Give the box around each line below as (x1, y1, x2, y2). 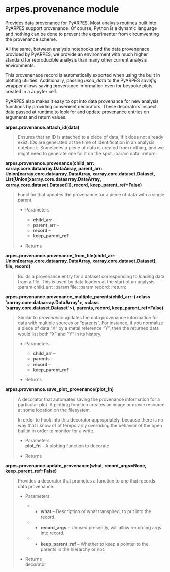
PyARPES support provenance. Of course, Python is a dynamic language (5, 25, 157, 31)
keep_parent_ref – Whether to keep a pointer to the (40, 540, 149, 547)
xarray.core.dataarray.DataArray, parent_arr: (5, 165, 103, 171)
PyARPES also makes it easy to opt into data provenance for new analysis (5, 98, 159, 104)
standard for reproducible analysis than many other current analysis (5, 56, 147, 63)
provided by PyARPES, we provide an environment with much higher (5, 51, 148, 57)
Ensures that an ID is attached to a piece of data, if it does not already (17, 134, 164, 140)
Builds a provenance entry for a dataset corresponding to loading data (17, 273, 165, 279)
